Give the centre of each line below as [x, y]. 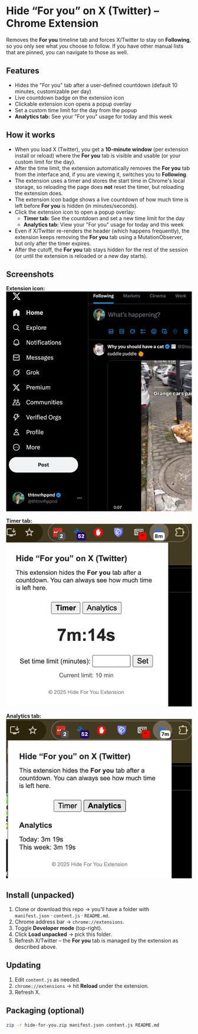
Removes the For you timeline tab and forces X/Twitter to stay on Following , [99, 40]
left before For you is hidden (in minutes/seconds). [76, 205]
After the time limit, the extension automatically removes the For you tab [102, 168]
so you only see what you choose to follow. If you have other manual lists [95, 46]
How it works [31, 135]
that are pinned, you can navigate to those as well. [67, 52]
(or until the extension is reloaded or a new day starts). [81, 256]
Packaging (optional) [45, 1011]
